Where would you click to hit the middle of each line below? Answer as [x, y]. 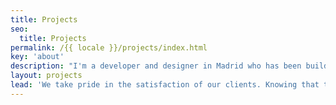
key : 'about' [37, 57]
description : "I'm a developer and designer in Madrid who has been [156, 66]
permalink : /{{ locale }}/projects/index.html [109, 47]
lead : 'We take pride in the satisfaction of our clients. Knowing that [165, 85]
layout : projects [46, 76]
